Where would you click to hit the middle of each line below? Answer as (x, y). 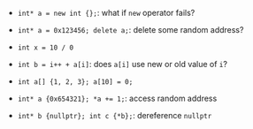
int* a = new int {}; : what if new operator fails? (106, 13)
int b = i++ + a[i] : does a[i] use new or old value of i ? (123, 64)
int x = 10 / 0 (46, 48)
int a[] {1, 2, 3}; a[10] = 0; (75, 82)
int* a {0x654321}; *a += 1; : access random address (117, 98)
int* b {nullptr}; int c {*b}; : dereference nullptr (115, 115)
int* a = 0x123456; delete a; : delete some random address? (130, 30)
